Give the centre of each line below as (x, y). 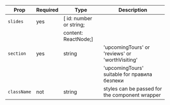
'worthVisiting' (121, 60)
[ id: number (78, 18)
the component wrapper (132, 95)
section (17, 54)
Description (133, 10)
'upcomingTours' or (127, 47)
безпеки (114, 81)
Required (47, 10)
